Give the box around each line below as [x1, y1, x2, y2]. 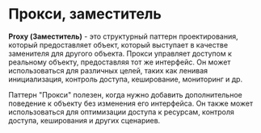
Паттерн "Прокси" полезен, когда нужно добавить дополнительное [8, 89, 242, 99]
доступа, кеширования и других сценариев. [8, 115, 161, 125]
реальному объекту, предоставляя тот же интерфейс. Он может [8, 57, 231, 67]
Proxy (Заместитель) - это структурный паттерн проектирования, [8, 31, 238, 41]
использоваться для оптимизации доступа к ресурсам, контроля [8, 106, 234, 117]
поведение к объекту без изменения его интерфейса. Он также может [8, 98, 253, 108]
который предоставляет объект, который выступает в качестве [8, 39, 229, 49]
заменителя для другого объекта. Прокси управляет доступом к [8, 48, 232, 58]
